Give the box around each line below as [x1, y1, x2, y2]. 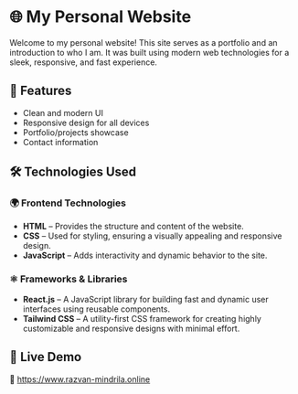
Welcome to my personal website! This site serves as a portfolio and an [9, 37, 278, 48]
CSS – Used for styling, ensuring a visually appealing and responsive [22, 230, 282, 241]
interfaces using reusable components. [22, 303, 171, 314]
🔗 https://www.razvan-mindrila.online [9, 373, 151, 385]
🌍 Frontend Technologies [9, 197, 126, 209]
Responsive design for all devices [22, 117, 150, 128]
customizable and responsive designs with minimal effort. [22, 323, 240, 334]
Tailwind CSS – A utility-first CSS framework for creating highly [22, 313, 262, 324]
